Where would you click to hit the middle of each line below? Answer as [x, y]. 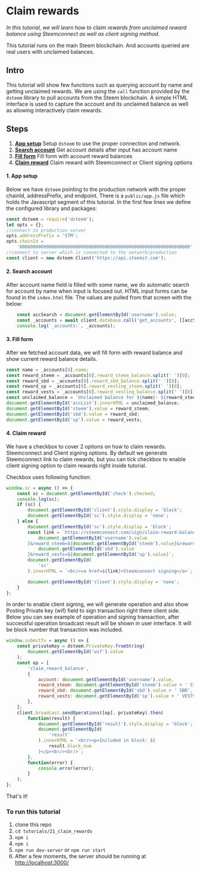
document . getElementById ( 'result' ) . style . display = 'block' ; [115, 724]
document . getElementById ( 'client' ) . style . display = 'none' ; [104, 582]
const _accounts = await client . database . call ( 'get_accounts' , [97, 320]
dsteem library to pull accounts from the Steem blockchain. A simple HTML [97, 97]
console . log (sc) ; [38, 499]
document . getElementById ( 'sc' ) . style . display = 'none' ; [98, 516]
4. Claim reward [26, 433]
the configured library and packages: [51, 208]
